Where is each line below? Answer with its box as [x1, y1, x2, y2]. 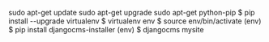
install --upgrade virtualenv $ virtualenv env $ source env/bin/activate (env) [8, 16, 262, 26]
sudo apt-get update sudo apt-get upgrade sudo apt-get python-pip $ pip [8, 8, 255, 17]
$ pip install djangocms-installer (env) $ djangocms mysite [8, 25, 204, 34]
